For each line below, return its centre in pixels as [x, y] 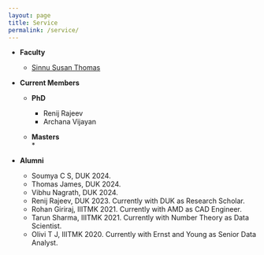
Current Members [50, 83]
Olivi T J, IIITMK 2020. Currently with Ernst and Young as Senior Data [144, 235]
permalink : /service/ [44, 30]
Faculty [32, 53]
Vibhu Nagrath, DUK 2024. [74, 193]
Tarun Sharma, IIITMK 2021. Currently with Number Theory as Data [140, 218]
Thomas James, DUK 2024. [76, 184]
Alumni [32, 161]
